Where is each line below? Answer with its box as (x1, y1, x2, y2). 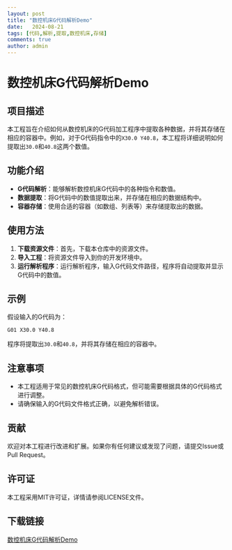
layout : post (7, 10, 45, 17)
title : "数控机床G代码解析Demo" (7, 17, 93, 24)
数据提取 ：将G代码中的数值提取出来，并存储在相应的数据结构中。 (17, 193, 206, 201)
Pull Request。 (7, 451, 49, 459)
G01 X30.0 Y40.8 (7, 326, 54, 334)
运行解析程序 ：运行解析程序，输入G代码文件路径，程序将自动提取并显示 (17, 261, 224, 270)
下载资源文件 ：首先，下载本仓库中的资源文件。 (17, 244, 152, 252)
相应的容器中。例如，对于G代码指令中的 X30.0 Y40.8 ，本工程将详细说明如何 (7, 133, 224, 142)
